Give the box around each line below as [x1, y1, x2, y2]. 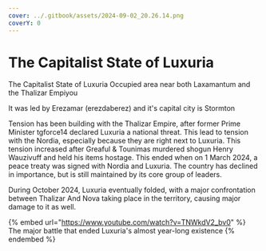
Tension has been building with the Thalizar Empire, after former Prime [8, 119, 241, 128]
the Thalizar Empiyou [8, 88, 78, 98]
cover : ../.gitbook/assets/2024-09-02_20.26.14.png [8, 11, 184, 20]
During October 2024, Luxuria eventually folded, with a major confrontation [8, 185, 256, 195]
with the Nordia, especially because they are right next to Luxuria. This [8, 136, 241, 146]
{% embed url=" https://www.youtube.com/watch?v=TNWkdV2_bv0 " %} [8, 218, 246, 227]
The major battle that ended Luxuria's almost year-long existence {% [8, 226, 236, 236]
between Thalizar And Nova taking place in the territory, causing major [8, 194, 241, 203]
